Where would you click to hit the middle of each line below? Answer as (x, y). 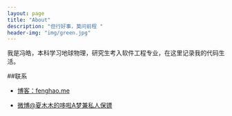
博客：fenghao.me (43, 91)
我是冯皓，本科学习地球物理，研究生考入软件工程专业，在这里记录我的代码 (113, 53)
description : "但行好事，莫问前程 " (55, 26)
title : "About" (29, 20)
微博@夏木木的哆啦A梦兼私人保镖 (65, 105)
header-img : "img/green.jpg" (49, 33)
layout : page (26, 13)
